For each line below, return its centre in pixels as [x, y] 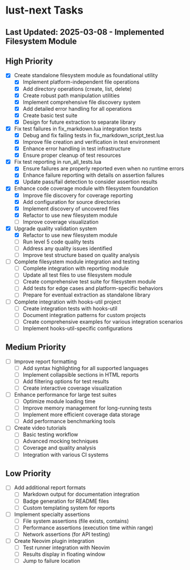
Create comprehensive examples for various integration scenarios [103, 321]
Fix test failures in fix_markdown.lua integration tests [78, 129]
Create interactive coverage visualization [72, 388]
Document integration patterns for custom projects [84, 315]
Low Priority [28, 473]
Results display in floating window [64, 554]
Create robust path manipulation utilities [71, 95]
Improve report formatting [45, 361]
